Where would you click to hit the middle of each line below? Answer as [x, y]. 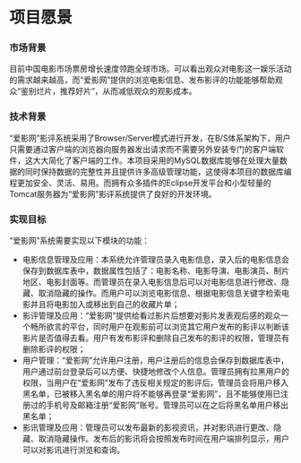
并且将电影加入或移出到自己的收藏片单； [105, 304]
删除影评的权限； [54, 349]
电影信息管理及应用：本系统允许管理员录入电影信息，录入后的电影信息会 [155, 260]
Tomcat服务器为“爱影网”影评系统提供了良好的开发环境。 [113, 193]
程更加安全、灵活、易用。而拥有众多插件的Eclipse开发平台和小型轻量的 [140, 183]
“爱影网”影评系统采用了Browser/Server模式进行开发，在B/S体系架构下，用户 [150, 138]
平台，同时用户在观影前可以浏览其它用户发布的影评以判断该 [179, 327]
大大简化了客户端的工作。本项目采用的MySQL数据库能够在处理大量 [156, 160]
